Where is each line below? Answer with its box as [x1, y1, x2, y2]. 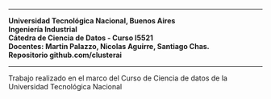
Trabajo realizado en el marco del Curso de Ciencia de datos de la [8, 73, 228, 83]
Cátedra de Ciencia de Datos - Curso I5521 [8, 33, 153, 43]
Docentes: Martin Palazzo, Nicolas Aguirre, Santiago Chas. [8, 42, 210, 51]
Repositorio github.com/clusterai [8, 50, 123, 60]
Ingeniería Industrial [8, 25, 78, 34]
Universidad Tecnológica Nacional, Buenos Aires [8, 16, 176, 25]
